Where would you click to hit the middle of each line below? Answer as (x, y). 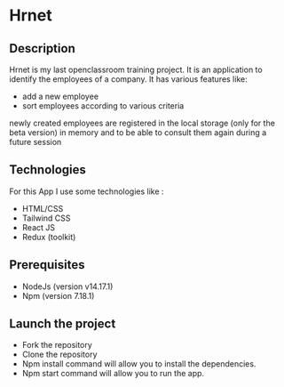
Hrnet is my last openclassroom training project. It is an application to (136, 69)
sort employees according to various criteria (103, 106)
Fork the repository (57, 345)
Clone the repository (59, 355)
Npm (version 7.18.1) (58, 295)
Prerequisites (47, 265)
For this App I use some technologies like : (87, 191)
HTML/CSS (43, 208)
